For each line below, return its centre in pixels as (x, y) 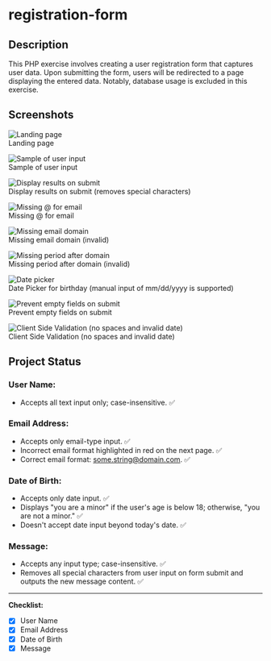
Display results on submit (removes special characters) (100, 191)
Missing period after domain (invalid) (69, 264)
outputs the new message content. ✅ (81, 581)
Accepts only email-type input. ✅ (75, 441)
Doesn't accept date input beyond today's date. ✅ (103, 525)
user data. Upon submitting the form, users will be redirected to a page (126, 73)
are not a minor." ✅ (51, 516)
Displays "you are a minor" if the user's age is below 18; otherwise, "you (140, 507)
